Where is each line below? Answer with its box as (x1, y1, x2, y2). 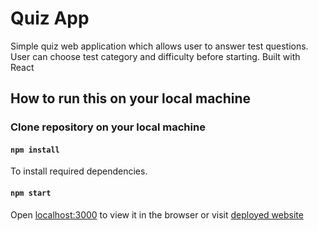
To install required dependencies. (10, 165, 148, 177)
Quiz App (10, 7, 90, 30)
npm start (10, 188, 52, 199)
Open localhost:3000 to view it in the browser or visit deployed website (10, 208, 304, 221)
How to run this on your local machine (10, 90, 252, 107)
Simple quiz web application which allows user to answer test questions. (10, 40, 309, 52)
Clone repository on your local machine (10, 120, 206, 134)
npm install (10, 145, 60, 155)
